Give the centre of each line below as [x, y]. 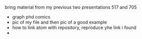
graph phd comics [31, 17]
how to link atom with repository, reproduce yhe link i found [74, 27]
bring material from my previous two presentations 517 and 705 [71, 7]
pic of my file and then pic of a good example [59, 22]
